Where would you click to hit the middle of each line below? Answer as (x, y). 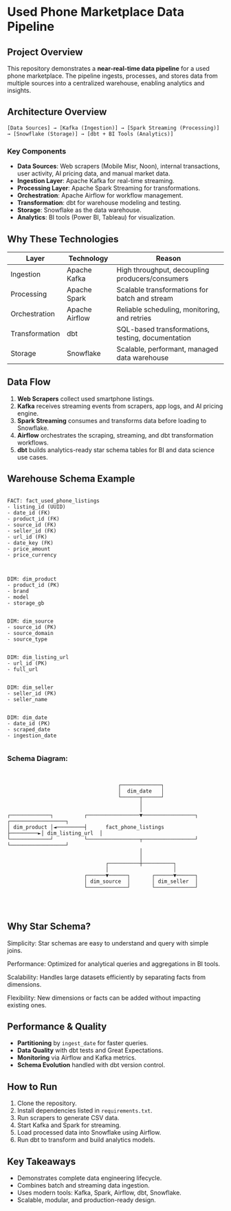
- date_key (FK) (30, 543)
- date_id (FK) (29, 513)
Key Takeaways (42, 1161)
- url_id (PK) (27, 663)
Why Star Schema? (49, 926)
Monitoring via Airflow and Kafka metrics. (77, 1058)
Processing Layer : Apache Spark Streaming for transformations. (109, 188)
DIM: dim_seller (30, 687)
